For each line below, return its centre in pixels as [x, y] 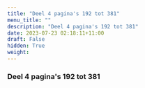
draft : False [26, 39]
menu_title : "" [29, 20]
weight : [18, 53]
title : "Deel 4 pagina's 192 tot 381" [63, 14]
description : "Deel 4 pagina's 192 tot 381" [73, 26]
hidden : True [26, 46]
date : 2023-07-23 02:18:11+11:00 [56, 33]
